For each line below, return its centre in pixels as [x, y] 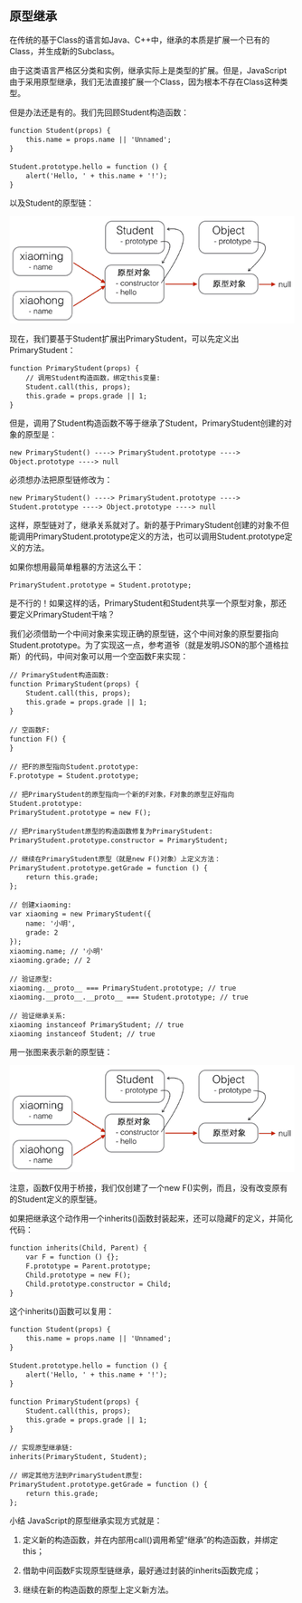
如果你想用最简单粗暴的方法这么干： [77, 567]
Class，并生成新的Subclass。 [65, 51]
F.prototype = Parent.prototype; [89, 1266]
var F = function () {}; [72, 1257]
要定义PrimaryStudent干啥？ [62, 614]
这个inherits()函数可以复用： [62, 1311]
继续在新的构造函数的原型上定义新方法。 [98, 1590]
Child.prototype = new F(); [78, 1275]
